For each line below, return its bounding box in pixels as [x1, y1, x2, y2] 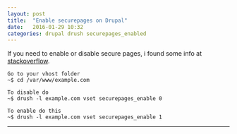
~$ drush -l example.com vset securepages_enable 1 [7, 114, 162, 121]
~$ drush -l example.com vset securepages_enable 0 [7, 95, 162, 102]
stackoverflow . [7, 57, 50, 66]
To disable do [7, 89, 49, 96]
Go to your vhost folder [7, 71, 80, 78]
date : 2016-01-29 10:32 [7, 23, 83, 30]
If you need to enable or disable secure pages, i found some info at [7, 49, 202, 58]
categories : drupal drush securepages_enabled [7, 30, 147, 37]
